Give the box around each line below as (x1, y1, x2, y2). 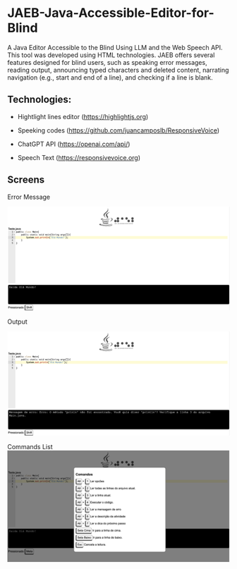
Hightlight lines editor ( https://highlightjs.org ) (17, 112, 149, 121)
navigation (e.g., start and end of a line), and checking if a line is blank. (7, 73, 213, 82)
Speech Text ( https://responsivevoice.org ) (17, 153, 141, 161)
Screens (7, 174, 44, 186)
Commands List (7, 443, 53, 451)
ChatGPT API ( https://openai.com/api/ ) (17, 140, 130, 148)
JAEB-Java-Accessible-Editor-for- (7, 5, 215, 21)
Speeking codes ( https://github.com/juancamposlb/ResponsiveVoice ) (17, 126, 220, 135)
